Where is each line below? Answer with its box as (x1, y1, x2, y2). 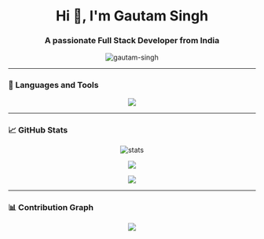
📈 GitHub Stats (8, 125, 68, 136)
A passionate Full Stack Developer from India (44, 35, 220, 46)
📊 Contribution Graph (8, 202, 94, 212)
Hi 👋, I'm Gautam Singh (55, 7, 209, 25)
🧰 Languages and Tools (8, 80, 99, 91)
